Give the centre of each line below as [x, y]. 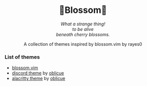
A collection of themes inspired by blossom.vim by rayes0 [83, 44]
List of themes [22, 57]
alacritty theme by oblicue [38, 79]
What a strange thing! [83, 24]
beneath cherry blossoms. [83, 34]
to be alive [83, 29]
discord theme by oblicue [38, 73]
